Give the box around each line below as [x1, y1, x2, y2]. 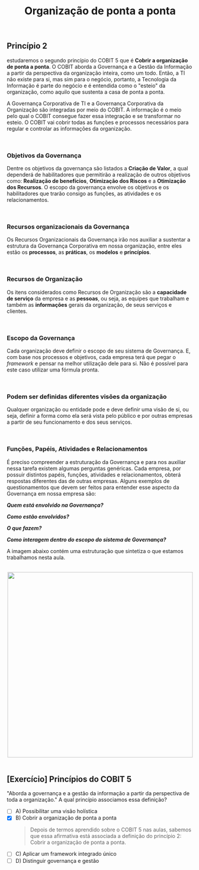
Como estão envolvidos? [7, 513, 70, 520]
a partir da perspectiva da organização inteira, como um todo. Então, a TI [7, 69, 185, 77]
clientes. [7, 307, 28, 315]
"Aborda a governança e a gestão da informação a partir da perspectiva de [7, 790, 190, 797]
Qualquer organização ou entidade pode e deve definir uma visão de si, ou [7, 406, 189, 413]
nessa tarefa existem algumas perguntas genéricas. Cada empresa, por [7, 465, 181, 472]
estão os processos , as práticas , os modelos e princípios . [7, 249, 152, 256]
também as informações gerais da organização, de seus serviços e [7, 301, 172, 308]
